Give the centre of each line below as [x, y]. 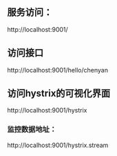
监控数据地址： [32, 130]
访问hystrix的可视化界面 [59, 94]
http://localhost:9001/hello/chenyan [58, 70]
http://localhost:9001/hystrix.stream [58, 145]
